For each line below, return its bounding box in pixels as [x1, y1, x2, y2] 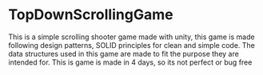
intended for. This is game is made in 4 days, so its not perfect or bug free [8, 57, 253, 67]
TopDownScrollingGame [8, 6, 173, 24]
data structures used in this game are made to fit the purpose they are [8, 49, 240, 58]
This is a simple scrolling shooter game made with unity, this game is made [8, 32, 255, 41]
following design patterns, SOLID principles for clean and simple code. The [8, 40, 256, 49]
